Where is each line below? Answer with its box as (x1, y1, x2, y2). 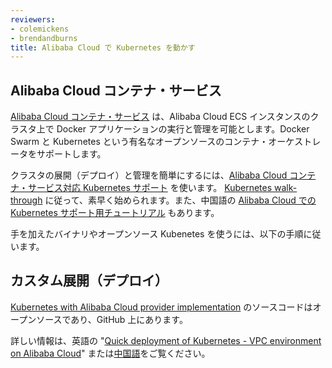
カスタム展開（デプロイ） (10, 272, 168, 290)
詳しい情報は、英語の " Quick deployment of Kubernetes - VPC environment (10, 334, 322, 346)
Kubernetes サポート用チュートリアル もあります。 (10, 207, 220, 219)
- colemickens (10, 24, 70, 34)
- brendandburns (10, 33, 78, 43)
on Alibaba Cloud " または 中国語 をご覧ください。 (10, 347, 211, 359)
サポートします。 (36, 148, 107, 160)
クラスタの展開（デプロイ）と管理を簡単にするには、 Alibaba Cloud (10, 169, 288, 181)
